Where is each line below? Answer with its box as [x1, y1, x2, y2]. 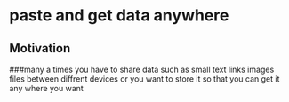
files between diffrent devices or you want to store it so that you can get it [9, 74, 280, 84]
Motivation [9, 41, 71, 56]
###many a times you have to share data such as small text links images [9, 64, 275, 75]
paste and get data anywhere [9, 5, 229, 26]
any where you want [9, 83, 84, 93]
